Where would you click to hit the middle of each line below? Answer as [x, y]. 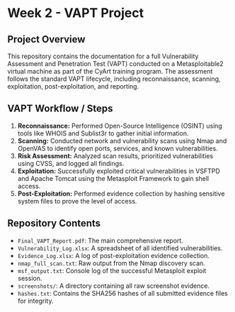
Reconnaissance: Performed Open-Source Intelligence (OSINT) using [120, 126]
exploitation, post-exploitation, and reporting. [73, 86]
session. [30, 278]
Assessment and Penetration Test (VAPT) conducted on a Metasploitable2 [116, 64]
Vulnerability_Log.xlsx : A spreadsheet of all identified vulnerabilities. [120, 248]
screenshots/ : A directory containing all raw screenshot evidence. [114, 286]
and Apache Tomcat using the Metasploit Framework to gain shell [113, 178]
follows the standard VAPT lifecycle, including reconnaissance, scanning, [114, 79]
